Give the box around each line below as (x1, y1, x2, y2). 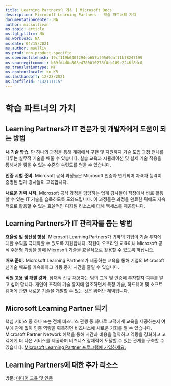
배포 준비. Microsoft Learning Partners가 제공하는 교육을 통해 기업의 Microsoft (5, 257, 164, 263)
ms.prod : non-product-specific (5, 50, 72, 55)
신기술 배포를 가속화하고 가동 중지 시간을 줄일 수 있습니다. (5, 263, 120, 270)
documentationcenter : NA (5, 17, 58, 22)
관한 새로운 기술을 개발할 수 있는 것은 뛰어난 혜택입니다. (18, 288, 129, 294)
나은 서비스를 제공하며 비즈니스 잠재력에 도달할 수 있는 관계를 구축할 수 (24, 338, 165, 344)
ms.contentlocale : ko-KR (5, 70, 58, 75)
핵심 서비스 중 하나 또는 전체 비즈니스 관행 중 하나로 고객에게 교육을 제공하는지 (5, 318, 161, 324)
